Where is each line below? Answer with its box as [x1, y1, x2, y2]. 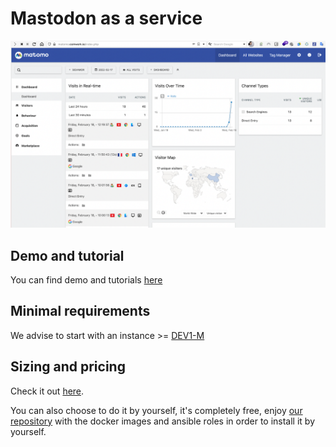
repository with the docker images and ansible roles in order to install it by [10, 415, 316, 427]
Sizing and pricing [10, 358, 126, 376]
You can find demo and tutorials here [10, 274, 163, 286]
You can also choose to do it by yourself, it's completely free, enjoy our [10, 404, 303, 416]
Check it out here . [10, 385, 85, 397]
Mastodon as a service [10, 7, 203, 30]
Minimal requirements [10, 303, 151, 320]
